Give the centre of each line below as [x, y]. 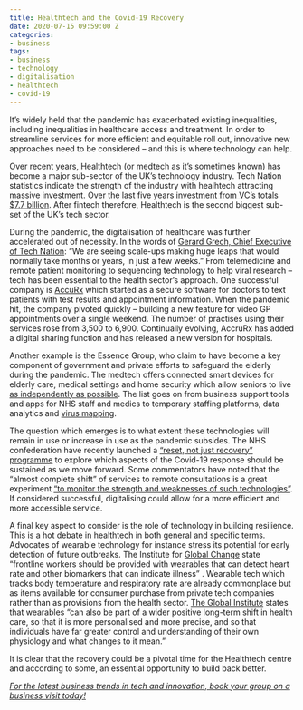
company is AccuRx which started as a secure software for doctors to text [148, 289]
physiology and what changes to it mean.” [87, 641]
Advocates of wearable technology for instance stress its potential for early [150, 544]
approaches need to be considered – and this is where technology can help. [151, 148]
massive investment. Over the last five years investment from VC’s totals [144, 195]
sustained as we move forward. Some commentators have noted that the [145, 469]
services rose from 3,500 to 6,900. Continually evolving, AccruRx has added [151, 328]
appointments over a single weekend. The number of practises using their [147, 318]
